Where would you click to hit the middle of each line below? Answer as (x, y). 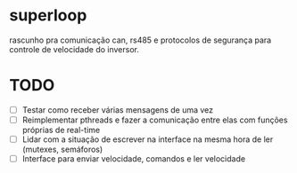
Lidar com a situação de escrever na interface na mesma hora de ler (148, 139)
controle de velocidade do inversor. (74, 49)
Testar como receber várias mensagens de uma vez (118, 110)
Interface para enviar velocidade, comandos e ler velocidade (134, 159)
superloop (48, 16)
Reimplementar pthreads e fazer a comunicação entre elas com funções (155, 120)
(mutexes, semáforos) (62, 149)
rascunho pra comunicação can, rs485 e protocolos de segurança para (140, 40)
